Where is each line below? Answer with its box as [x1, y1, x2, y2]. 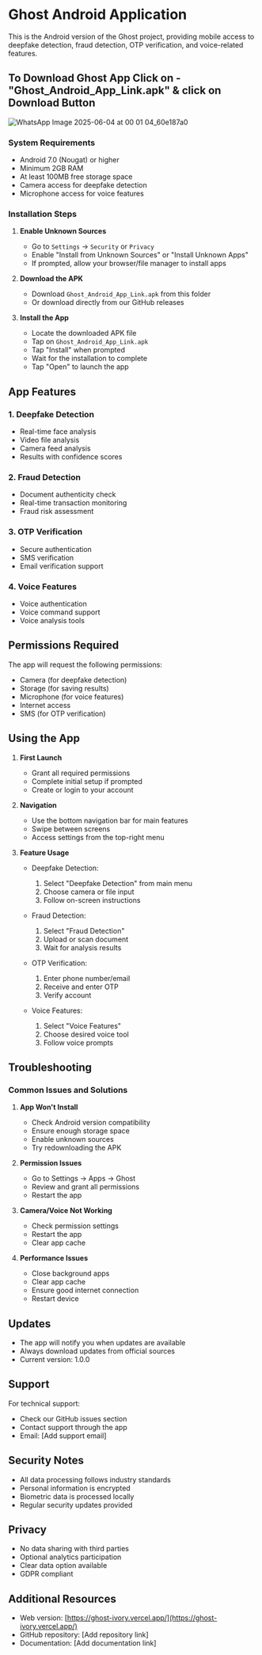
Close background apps [31, 1269, 110, 1278]
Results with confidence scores [19, 452, 123, 462]
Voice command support [19, 607, 101, 617]
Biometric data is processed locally [19, 1491, 135, 1501]
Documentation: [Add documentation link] [19, 1638, 157, 1648]
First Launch [19, 752, 63, 762]
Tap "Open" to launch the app [31, 362, 129, 371]
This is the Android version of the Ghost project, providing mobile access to [8, 32, 255, 41]
